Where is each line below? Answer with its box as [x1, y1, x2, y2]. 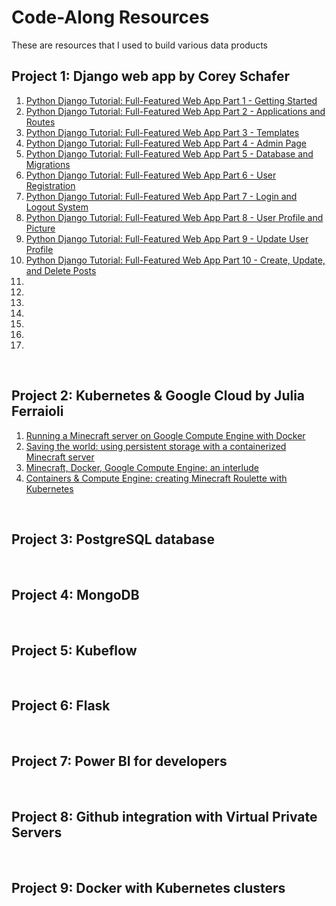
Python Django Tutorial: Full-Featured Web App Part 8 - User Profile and [25, 211, 324, 223]
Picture [25, 222, 56, 234]
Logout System [25, 201, 89, 213]
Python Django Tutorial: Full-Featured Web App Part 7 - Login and [25, 190, 298, 202]
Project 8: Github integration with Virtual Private [11, 809, 318, 826]
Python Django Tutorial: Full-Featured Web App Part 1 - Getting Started [25, 94, 318, 106]
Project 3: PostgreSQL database [11, 531, 215, 548]
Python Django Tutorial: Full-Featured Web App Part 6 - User [25, 169, 277, 181]
